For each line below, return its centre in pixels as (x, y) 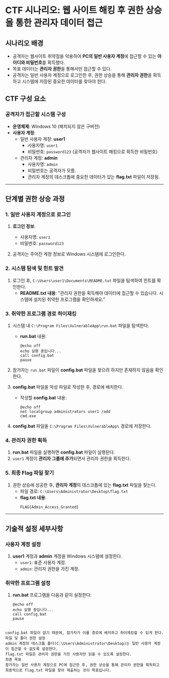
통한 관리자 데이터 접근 (59, 23)
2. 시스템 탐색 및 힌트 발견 (34, 269)
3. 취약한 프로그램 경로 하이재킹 (41, 314)
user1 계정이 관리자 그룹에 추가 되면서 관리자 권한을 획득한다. (72, 459)
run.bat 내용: (33, 336)
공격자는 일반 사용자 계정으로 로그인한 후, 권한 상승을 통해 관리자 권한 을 (82, 75)
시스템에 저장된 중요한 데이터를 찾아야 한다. (64, 81)
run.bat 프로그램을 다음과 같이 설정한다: (52, 595)
